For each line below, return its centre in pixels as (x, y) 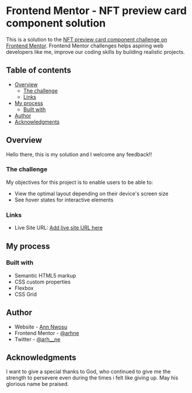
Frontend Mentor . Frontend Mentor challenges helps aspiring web (85, 46)
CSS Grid (25, 294)
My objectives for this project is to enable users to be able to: (80, 182)
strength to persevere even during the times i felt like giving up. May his (92, 378)
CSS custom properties (43, 282)
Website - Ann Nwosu (41, 327)
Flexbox (24, 288)
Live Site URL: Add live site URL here (59, 228)
